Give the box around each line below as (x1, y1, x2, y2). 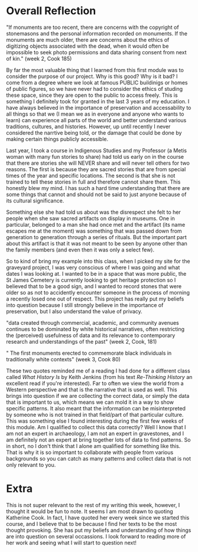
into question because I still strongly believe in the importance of (6, 301, 164, 308)
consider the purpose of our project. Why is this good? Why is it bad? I (6, 73, 178, 80)
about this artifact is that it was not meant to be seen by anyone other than (6, 240, 188, 247)
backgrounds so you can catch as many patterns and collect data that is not (6, 455, 191, 462)
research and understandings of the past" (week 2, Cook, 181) (6, 338, 157, 345)
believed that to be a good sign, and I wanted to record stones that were (6, 282, 182, 290)
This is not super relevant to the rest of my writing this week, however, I (6, 501, 180, 508)
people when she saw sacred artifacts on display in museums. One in (6, 214, 176, 222)
